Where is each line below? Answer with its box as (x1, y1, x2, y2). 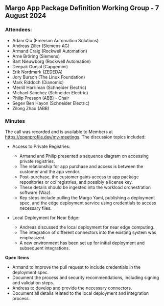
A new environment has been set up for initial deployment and (19, 240, 145, 246)
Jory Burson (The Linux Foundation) (12, 74, 85, 80)
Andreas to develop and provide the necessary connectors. (12, 285, 132, 291)
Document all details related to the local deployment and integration (12, 290, 149, 296)
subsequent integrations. (19, 245, 70, 251)
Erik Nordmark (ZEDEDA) (12, 69, 63, 75)
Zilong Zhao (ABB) (12, 105, 50, 111)
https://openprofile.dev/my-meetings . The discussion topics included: (5, 134, 146, 139)
